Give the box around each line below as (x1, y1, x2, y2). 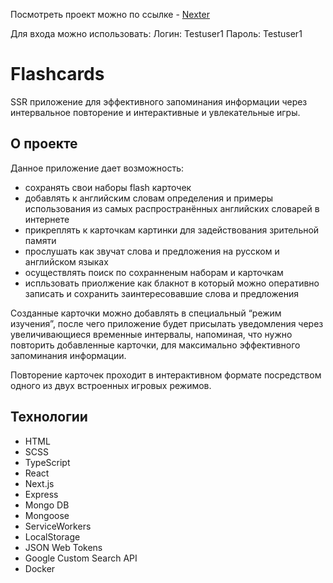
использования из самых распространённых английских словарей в (24, 202, 320, 214)
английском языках (24, 255, 109, 268)
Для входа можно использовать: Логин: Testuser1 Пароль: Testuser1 (10, 28, 303, 39)
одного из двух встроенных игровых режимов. (10, 379, 212, 391)
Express (24, 488, 59, 500)
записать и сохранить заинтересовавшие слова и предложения (24, 287, 300, 299)
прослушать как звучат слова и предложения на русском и (24, 245, 280, 257)
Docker (24, 562, 56, 574)
